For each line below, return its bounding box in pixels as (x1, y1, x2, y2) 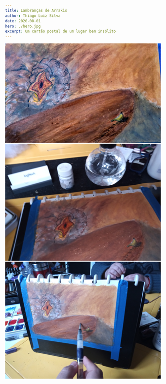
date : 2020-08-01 (5, 18, 41, 23)
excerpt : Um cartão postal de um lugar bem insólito (5, 29, 116, 34)
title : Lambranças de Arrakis (5, 8, 68, 13)
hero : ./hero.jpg (5, 24, 41, 29)
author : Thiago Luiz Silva (5, 13, 61, 18)
